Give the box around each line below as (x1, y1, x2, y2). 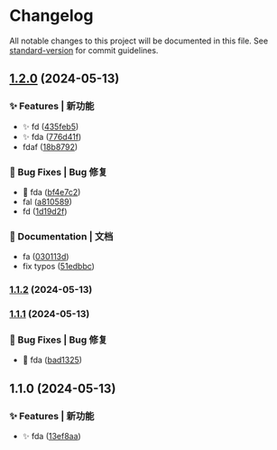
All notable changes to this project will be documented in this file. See (9, 35, 269, 46)
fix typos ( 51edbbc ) (22, 261, 95, 272)
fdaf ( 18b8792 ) (22, 141, 78, 152)
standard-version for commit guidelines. (9, 44, 159, 55)
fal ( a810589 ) (22, 196, 72, 207)
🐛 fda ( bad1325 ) (22, 354, 83, 366)
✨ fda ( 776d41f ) (22, 131, 82, 142)
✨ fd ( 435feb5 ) (22, 121, 79, 132)
